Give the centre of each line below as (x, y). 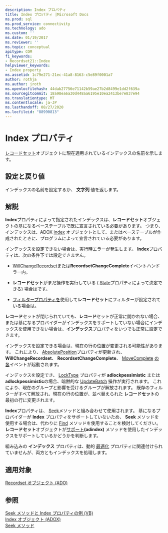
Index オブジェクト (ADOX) (33, 520)
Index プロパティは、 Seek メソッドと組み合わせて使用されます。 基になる (81, 411)
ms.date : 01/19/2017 (27, 38)
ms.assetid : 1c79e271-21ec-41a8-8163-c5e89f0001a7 (59, 75)
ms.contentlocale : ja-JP (31, 103)
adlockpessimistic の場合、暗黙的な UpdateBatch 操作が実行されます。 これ (83, 381)
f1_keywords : (19, 56)
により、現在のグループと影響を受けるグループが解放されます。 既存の (77, 388)
